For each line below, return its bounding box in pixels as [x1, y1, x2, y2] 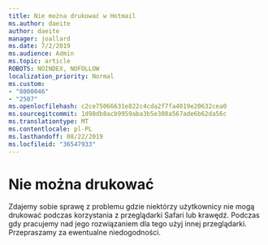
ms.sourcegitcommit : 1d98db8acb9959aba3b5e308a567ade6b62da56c [8, 110, 227, 118]
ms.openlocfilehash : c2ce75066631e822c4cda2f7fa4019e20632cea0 [8, 102, 227, 110]
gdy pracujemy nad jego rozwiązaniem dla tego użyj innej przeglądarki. [8, 219, 248, 229]
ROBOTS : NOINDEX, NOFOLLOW [8, 65, 100, 73]
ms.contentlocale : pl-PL [8, 125, 93, 133]
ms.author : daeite [8, 19, 71, 28]
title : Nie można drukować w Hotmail [8, 11, 136, 20]
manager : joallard [8, 34, 71, 43]
